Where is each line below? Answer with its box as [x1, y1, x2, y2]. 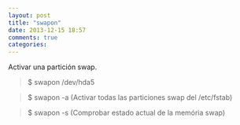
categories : [8, 41, 47, 49]
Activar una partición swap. [8, 62, 98, 72]
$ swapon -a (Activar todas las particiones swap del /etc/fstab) [27, 93, 233, 102]
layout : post [8, 11, 51, 20]
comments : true [8, 33, 58, 42]
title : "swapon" [8, 19, 61, 27]
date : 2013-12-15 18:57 [8, 26, 87, 34]
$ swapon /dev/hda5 [27, 78, 95, 87]
